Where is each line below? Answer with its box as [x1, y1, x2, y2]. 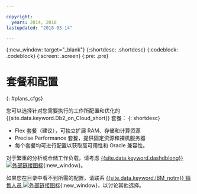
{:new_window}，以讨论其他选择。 [60, 182, 145, 189]
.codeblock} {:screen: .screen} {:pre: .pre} [6, 53, 109, 60]
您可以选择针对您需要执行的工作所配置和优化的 [6, 107, 120, 114]
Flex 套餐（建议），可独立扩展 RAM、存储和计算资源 [14, 127, 141, 134]
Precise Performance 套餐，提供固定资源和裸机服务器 [14, 134, 146, 142]
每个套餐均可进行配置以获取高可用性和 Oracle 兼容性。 [14, 142, 148, 149]
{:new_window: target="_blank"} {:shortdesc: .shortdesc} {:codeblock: [6, 46, 179, 53]
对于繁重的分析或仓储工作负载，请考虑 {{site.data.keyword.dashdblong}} [6, 154, 183, 161]
